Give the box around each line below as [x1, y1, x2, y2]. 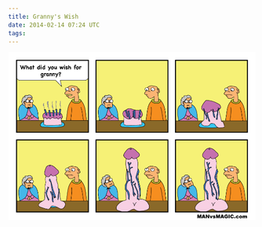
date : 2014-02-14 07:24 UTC [8, 20, 100, 29]
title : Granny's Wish [8, 13, 79, 20]
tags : [8, 29, 26, 37]
